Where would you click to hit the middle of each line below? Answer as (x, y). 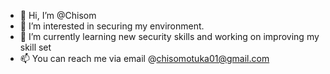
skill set (35, 47)
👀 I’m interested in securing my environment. (112, 26)
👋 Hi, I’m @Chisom (58, 15)
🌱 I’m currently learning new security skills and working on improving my (169, 36)
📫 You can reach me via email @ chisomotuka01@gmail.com (144, 58)
